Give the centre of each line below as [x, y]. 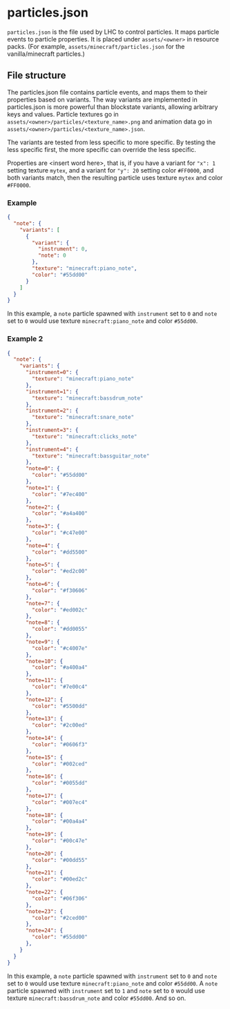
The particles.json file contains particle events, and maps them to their [107, 92]
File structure [37, 76]
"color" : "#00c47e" [60, 841]
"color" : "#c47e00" [60, 533]
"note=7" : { [42, 603]
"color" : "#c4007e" [60, 648]
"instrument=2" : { [52, 411]
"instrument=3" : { [52, 430]
